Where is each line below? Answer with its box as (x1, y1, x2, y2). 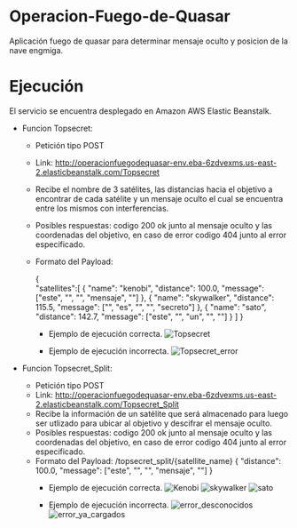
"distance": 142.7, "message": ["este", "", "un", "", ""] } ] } (35, 311, 244, 322)
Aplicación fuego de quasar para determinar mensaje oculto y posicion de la (9, 36, 288, 46)
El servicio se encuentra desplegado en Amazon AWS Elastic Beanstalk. (9, 105, 272, 116)
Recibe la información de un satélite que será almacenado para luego (35, 408, 289, 419)
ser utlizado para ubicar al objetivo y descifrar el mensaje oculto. (35, 418, 273, 428)
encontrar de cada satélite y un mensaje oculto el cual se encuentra (35, 193, 284, 204)
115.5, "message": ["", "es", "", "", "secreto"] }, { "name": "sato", (35, 301, 267, 312)
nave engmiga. (9, 44, 64, 55)
